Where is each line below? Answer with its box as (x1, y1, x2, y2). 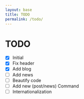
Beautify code (12, 77, 41, 83)
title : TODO (5, 12, 30, 17)
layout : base (5, 7, 32, 12)
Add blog (12, 66, 31, 72)
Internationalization (12, 88, 52, 94)
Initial (12, 54, 24, 60)
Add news (12, 71, 33, 77)
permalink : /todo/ (5, 16, 43, 21)
